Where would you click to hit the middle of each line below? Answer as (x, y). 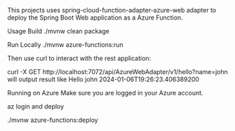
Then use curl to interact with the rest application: (79, 58)
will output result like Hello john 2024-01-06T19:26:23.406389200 (103, 79)
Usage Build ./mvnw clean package (59, 31)
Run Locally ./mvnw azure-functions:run (66, 44)
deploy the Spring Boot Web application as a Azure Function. (95, 18)
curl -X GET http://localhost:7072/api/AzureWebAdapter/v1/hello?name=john (117, 72)
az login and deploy (36, 106)
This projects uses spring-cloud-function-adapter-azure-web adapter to (112, 10)
